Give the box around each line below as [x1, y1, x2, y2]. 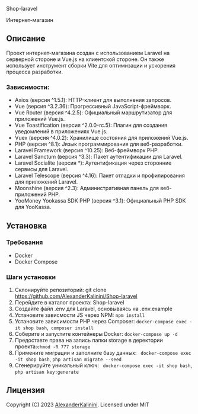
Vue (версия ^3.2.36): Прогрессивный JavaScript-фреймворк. [14, 103, 171, 110]
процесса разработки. [6, 68, 63, 75]
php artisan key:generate [14, 370, 79, 376]
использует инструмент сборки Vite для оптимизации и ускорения [6, 62, 176, 69]
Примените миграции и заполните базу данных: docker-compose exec [14, 349, 191, 357]
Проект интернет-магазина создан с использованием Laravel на [6, 49, 170, 56]
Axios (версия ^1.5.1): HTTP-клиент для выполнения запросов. [14, 97, 172, 104]
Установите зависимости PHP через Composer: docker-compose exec [14, 318, 187, 325]
